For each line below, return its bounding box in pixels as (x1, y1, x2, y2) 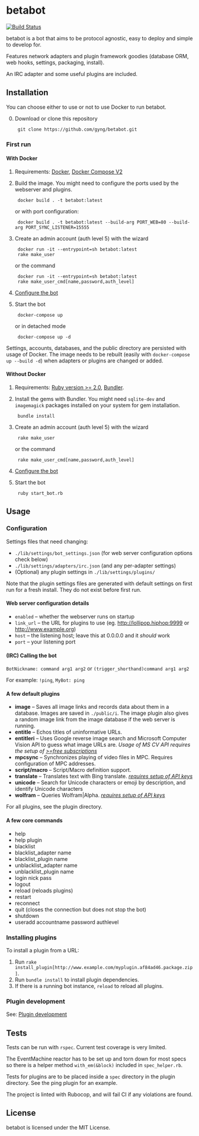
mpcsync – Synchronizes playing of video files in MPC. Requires (14, 754, 173, 761)
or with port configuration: (14, 207, 79, 214)
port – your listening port (14, 638, 76, 645)
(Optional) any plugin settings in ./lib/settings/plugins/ (14, 568, 155, 575)
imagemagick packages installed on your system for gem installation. (14, 402, 181, 409)
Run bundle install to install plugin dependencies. (14, 976, 139, 983)
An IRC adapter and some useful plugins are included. (6, 70, 138, 77)
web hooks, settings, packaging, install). (6, 59, 105, 66)
